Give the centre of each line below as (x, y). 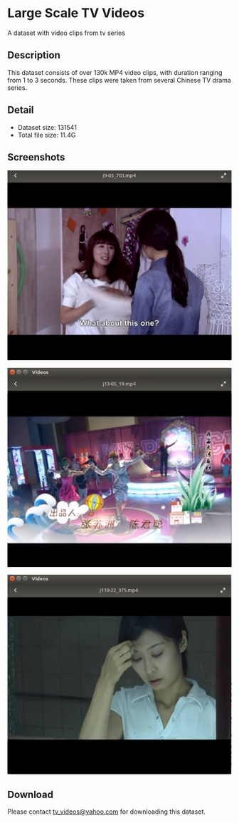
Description (34, 55)
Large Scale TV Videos (76, 13)
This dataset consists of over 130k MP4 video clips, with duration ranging (115, 72)
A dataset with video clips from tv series (67, 33)
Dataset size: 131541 (47, 127)
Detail (21, 110)
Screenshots (36, 157)
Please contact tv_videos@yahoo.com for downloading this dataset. (107, 812)
